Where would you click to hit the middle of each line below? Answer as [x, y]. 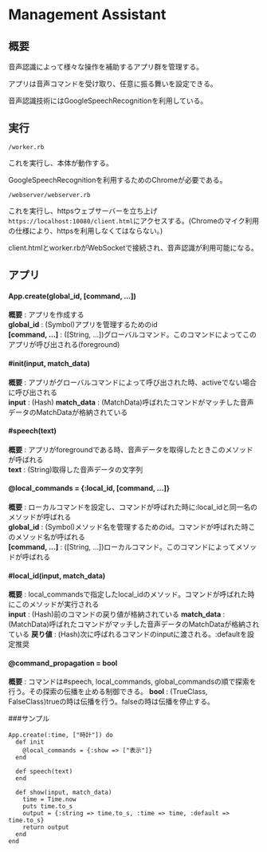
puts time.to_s [48, 807]
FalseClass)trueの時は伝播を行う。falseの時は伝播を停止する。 [112, 702]
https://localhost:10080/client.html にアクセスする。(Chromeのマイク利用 [134, 220]
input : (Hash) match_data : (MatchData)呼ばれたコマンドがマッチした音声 [131, 402]
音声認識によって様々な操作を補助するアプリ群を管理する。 [106, 67]
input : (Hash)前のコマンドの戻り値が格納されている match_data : [117, 614]
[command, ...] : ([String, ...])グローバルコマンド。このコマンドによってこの [132, 335]
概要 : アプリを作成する [46, 315]
